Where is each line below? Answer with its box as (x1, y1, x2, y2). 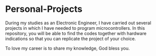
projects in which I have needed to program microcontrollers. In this (5, 25, 145, 31)
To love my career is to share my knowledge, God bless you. (5, 45, 130, 51)
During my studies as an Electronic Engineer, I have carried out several (5, 20, 151, 26)
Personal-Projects (5, 3, 83, 15)
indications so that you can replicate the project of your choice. (5, 36, 136, 42)
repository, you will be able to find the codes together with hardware (5, 30, 147, 36)
